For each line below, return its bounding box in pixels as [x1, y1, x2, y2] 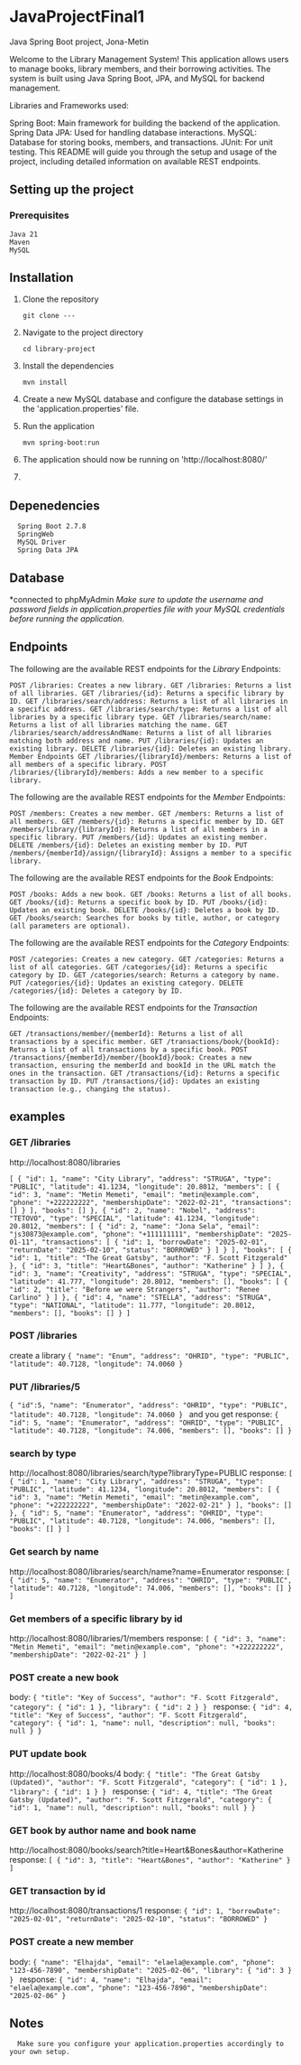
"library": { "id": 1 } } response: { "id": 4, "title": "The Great [9, 1786, 273, 1797]
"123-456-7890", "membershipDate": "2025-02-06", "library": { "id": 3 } [9, 1966, 293, 1975]
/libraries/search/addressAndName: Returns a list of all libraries [9, 728, 272, 737]
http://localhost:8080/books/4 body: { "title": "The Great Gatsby [9, 1768, 260, 1779]
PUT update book [9, 1748, 87, 1761]
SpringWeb [17, 530, 54, 539]
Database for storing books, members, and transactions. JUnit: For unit [9, 136, 273, 147]
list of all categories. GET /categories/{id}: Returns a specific [9, 962, 269, 972]
